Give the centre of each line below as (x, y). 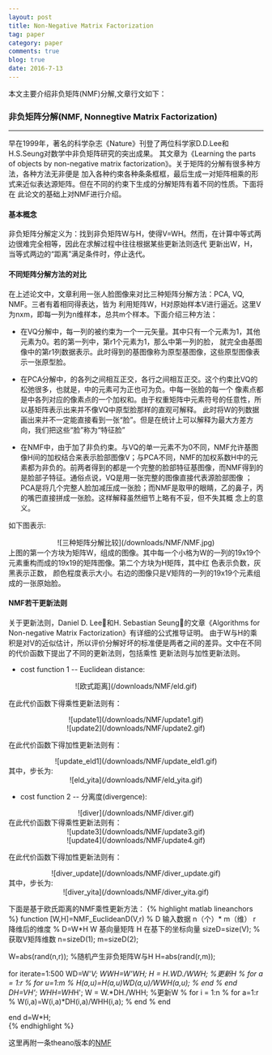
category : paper (36, 43)
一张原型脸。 (49, 362)
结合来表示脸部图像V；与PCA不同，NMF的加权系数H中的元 (159, 457)
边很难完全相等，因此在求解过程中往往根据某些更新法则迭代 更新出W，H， (133, 244)
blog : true (27, 60)
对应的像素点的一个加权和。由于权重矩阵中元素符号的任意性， (151, 399)
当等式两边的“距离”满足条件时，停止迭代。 (79, 254)
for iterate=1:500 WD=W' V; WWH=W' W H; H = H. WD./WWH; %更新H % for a (136, 973)
